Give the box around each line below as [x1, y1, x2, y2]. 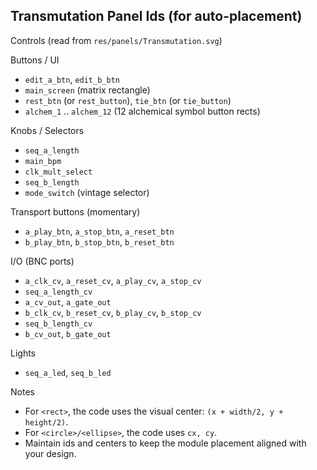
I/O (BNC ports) [10, 255, 75, 267]
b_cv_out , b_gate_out [24, 327, 112, 339]
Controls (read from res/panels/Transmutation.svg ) [10, 34, 223, 46]
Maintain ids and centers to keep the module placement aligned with [24, 437, 307, 449]
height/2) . [24, 415, 69, 428]
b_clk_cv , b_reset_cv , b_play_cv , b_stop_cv [24, 306, 202, 318]
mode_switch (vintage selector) [24, 186, 150, 198]
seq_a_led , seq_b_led [24, 366, 112, 378]
